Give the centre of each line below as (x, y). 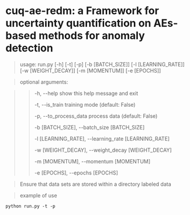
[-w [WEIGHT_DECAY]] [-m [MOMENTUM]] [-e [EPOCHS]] (90, 70)
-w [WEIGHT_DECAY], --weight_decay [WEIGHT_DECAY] (103, 150)
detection (29, 48)
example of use (38, 195)
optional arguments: (44, 82)
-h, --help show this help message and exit (86, 93)
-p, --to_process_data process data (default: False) (96, 116)
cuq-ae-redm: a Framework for (82, 11)
